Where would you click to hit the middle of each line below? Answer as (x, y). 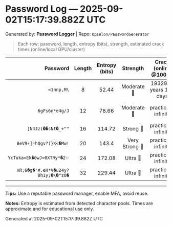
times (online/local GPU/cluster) (51, 49)
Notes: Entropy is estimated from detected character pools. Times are (79, 203)
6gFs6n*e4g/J (53, 111)
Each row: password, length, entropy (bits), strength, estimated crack (91, 43)
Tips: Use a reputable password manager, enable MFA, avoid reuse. (77, 193)
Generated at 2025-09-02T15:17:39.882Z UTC (54, 218)
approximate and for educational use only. (50, 209)
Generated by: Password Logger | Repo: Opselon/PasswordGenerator (77, 34)
